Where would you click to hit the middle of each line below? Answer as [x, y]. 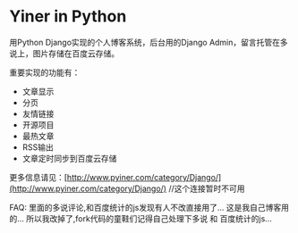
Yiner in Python [68, 17]
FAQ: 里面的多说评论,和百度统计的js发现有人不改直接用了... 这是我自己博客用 [149, 207]
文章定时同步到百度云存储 [69, 158]
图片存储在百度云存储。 [76, 53]
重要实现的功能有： [45, 72]
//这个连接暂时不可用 [207, 188]
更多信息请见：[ [38, 177]
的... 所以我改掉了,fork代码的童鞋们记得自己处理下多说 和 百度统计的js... [141, 218]
